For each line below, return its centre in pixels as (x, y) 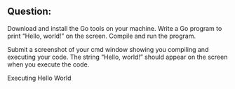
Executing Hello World (39, 78)
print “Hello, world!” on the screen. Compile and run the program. (102, 36)
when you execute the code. (48, 64)
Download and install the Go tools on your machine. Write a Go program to (115, 28)
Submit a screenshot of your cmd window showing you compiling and (108, 49)
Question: (29, 12)
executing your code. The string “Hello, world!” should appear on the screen (117, 57)
